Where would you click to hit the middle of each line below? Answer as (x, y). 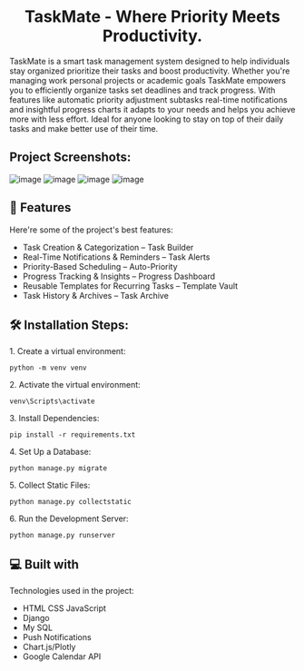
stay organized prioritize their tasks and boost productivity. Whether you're (150, 71)
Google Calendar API (62, 656)
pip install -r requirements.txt (73, 435)
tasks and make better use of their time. (84, 128)
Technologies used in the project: (72, 591)
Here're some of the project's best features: (92, 230)
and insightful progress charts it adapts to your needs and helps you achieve (152, 109)
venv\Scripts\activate (52, 401)
